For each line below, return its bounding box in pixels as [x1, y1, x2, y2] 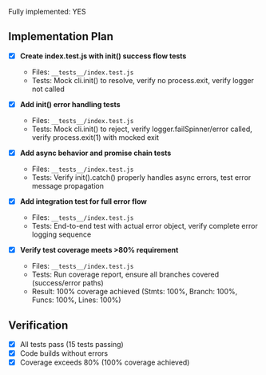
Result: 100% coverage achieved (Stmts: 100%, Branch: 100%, [31, 287, 238, 297]
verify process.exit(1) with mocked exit [31, 132, 160, 142]
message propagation [31, 182, 105, 190]
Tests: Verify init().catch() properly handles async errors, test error [31, 173, 252, 182]
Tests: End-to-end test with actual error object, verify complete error [31, 221, 258, 231]
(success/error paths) [31, 278, 104, 288]
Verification [8, 318, 69, 332]
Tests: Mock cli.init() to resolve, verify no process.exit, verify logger [31, 75, 254, 85]
